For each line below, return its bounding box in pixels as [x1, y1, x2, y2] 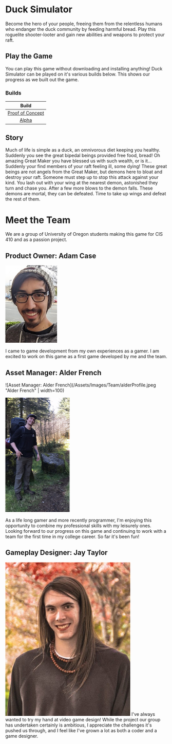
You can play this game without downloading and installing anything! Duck [5, 65, 163, 71]
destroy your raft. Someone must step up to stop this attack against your [5, 174, 159, 180]
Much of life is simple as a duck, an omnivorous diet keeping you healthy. [5, 147, 161, 153]
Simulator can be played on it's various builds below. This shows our [5, 71, 150, 77]
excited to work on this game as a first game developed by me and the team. [5, 354, 167, 360]
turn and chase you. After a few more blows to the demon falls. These [5, 185, 153, 191]
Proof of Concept [7, 109, 45, 116]
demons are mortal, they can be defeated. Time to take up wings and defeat [5, 191, 166, 197]
